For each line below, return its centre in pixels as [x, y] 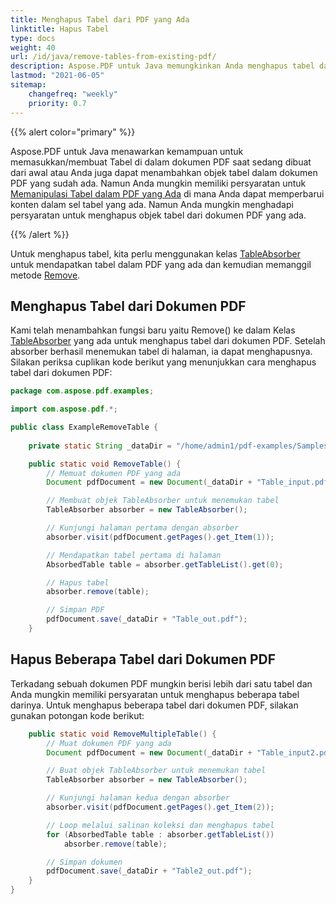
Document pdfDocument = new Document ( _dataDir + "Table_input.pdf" [189, 482]
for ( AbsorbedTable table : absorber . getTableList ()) [160, 834]
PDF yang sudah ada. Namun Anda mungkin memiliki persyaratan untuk [158, 183]
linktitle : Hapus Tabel [60, 29]
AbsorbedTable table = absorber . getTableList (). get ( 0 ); [165, 564]
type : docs [33, 38]
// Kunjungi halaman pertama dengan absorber [143, 528]
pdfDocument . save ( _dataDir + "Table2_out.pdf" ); [149, 871]
